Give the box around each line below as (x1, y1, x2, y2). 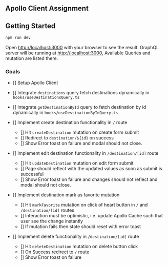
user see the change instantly (20, 218, 83, 225)
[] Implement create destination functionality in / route (12, 119, 128, 126)
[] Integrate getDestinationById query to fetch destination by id (12, 104, 146, 110)
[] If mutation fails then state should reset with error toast (20, 223, 141, 230)
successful (20, 171, 44, 177)
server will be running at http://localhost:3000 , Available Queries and (5, 50, 151, 56)
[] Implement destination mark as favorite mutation (12, 192, 120, 198)
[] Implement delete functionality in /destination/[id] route (12, 233, 139, 240)
